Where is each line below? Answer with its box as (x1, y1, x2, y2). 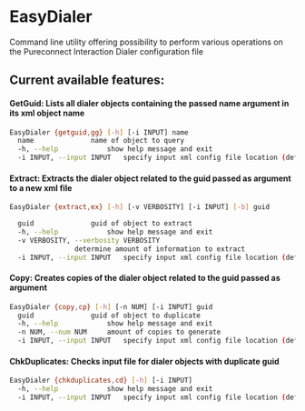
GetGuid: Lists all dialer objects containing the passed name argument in (9, 97, 290, 108)
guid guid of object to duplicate (17, 311, 202, 320)
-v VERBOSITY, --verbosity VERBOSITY (17, 236, 161, 245)
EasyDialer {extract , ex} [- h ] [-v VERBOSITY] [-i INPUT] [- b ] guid (9, 203, 271, 212)
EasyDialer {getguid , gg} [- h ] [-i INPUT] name (9, 127, 189, 137)
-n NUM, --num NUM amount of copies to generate (17, 327, 221, 337)
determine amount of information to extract (74, 244, 246, 254)
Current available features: (9, 73, 165, 88)
